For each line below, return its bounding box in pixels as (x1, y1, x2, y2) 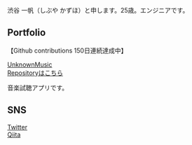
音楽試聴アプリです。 (7, 83, 69, 92)
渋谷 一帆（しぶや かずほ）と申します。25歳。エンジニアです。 (7, 6, 189, 14)
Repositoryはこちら (7, 69, 63, 77)
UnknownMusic (7, 60, 53, 69)
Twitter (7, 123, 28, 131)
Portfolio (7, 27, 46, 39)
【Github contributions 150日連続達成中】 (7, 46, 128, 55)
